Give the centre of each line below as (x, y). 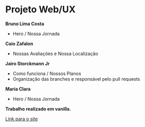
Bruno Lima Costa (25, 24)
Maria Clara (18, 89)
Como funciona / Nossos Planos (47, 74)
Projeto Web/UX (41, 10)
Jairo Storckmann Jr (28, 63)
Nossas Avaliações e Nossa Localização (56, 53)
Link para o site (22, 119)
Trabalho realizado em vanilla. (38, 108)
